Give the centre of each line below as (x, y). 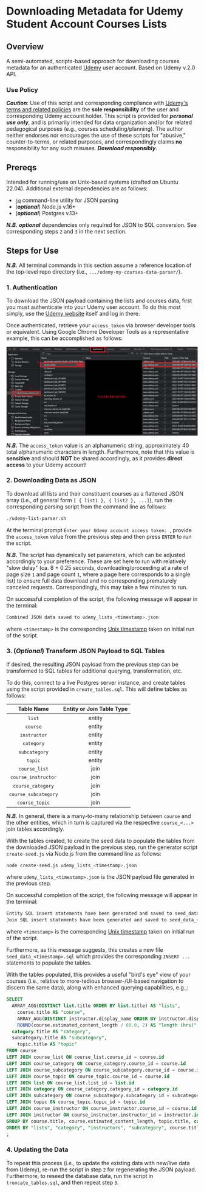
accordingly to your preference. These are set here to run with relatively (96, 561)
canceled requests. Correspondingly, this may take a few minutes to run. (97, 587)
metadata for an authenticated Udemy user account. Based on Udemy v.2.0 (101, 68)
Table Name (33, 709)
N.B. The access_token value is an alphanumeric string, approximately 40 (98, 445)
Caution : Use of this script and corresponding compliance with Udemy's (97, 103)
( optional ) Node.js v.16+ (45, 207)
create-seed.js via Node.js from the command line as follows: (84, 853)
